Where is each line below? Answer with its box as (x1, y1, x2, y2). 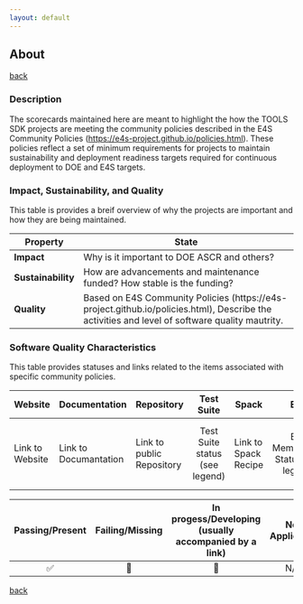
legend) (192, 470, 225, 483)
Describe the (217, 303, 272, 316)
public (134, 448, 162, 460)
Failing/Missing (95, 525, 163, 537)
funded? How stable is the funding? (83, 277, 234, 290)
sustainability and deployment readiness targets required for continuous (9, 152, 278, 163)
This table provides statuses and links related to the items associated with (9, 362, 284, 373)
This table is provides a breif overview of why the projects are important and (9, 205, 293, 216)
